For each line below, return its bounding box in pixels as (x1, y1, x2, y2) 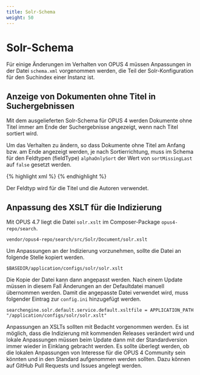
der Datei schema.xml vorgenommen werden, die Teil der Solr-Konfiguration (6, 67, 194, 75)
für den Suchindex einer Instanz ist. (6, 74, 95, 81)
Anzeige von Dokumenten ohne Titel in (6, 91, 156, 101)
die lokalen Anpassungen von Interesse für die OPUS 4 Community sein (6, 349, 186, 356)
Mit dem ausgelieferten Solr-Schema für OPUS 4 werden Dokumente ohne (6, 117, 193, 125)
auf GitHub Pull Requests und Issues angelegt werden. (6, 362, 142, 370)
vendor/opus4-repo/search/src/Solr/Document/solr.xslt (6, 236, 148, 243)
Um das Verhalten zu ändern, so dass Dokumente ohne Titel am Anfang (6, 142, 185, 149)
